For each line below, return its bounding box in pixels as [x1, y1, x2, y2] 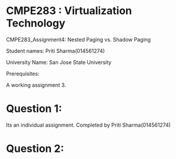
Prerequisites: [6, 70, 40, 77]
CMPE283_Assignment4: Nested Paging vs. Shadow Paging [6, 36, 151, 43]
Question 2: [6, 142, 65, 155]
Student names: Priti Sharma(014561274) [6, 47, 105, 54]
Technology [6, 16, 66, 30]
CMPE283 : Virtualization [6, 4, 132, 18]
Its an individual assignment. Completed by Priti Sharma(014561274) [6, 121, 171, 128]
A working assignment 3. [6, 81, 66, 89]
